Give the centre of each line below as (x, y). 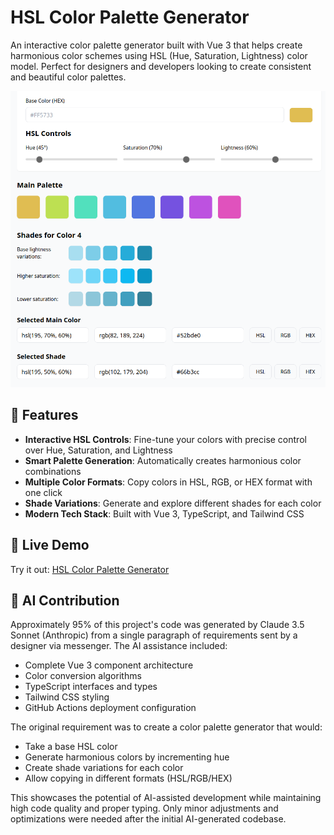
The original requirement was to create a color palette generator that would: (166, 727)
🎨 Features (44, 415)
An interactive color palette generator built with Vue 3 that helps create (156, 45)
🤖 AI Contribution (65, 600)
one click (43, 492)
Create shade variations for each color (104, 768)
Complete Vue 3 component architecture (109, 665)
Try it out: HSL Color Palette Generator (90, 569)
